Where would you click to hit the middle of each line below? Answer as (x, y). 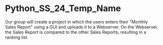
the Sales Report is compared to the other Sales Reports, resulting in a (76, 32)
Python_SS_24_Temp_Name (63, 8)
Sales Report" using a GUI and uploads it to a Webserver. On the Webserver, (82, 27)
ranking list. (17, 37)
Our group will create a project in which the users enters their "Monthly (76, 22)
